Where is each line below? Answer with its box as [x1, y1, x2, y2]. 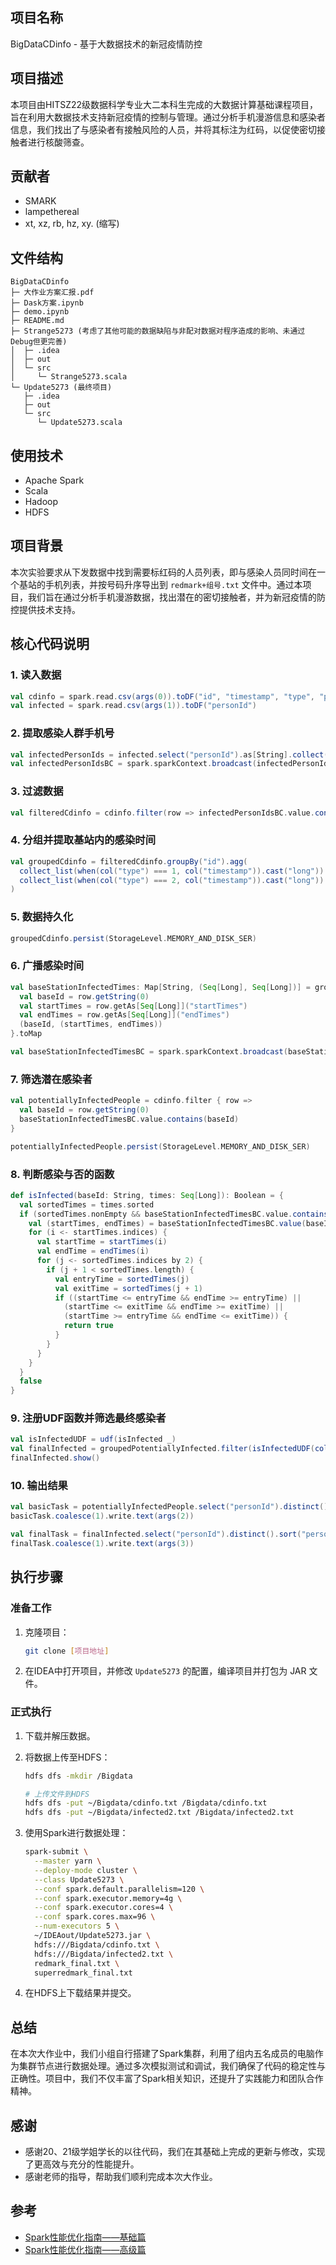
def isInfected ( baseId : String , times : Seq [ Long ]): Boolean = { [10, 1190, 284, 1200]
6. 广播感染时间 [10, 959, 85, 973]
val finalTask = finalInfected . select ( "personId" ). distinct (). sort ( [10, 1529, 302, 1540]
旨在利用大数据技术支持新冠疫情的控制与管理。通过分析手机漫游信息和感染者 [10, 111, 326, 123]
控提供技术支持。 [10, 603, 81, 615]
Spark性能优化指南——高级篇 [24, 2243, 147, 2255]
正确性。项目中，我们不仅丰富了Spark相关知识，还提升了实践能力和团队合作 [10, 2073, 324, 2085]
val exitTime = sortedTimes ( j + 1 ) [54, 1283, 203, 1293]
